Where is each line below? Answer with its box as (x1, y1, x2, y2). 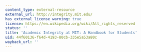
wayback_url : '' (5, 40, 39, 45)
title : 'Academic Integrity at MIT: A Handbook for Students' (5, 30, 137, 35)
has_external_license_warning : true (5, 16, 81, 21)
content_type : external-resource (5, 7, 75, 12)
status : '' (5, 26, 28, 31)
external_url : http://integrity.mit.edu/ (5, 12, 93, 17)
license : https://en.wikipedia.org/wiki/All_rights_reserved (5, 21, 135, 26)
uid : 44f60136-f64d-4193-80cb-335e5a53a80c (5, 35, 97, 40)
